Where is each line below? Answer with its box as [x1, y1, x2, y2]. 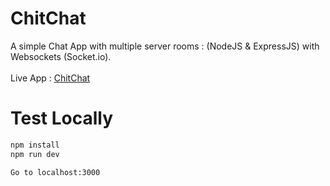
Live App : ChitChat [10, 72, 91, 84]
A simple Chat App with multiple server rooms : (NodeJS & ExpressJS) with [10, 40, 320, 52]
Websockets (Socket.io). [10, 50, 112, 62]
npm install [10, 140, 60, 150]
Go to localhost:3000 [10, 167, 101, 177]
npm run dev [10, 149, 60, 159]
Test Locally [10, 107, 114, 130]
